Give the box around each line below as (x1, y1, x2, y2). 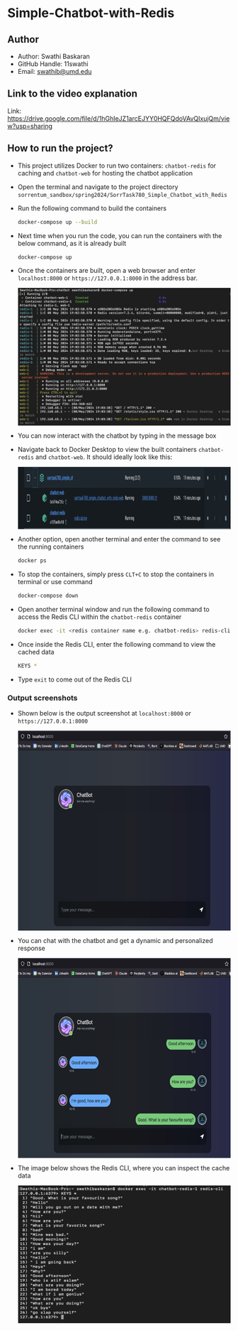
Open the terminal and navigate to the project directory (17, 183, 178, 191)
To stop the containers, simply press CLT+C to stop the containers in (17, 570, 215, 578)
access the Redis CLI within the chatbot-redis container (17, 613, 182, 621)
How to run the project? (7, 142, 113, 154)
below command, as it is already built (17, 239, 127, 247)
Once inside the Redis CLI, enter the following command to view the (17, 640, 216, 648)
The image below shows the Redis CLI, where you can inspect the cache (17, 1164, 230, 1173)
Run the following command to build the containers (17, 204, 167, 212)
